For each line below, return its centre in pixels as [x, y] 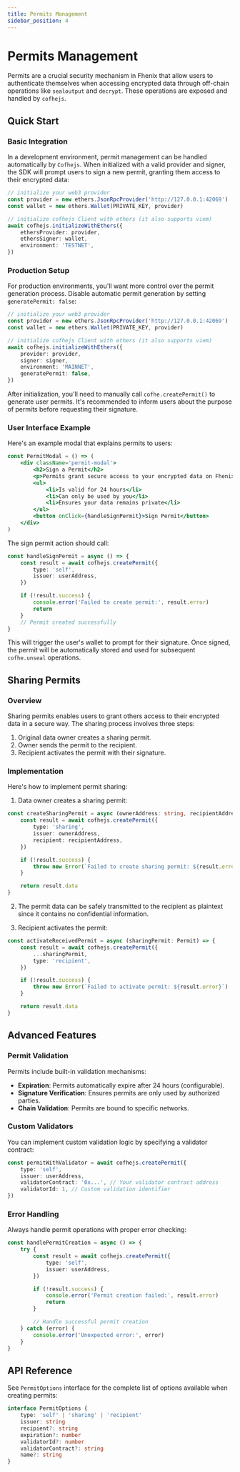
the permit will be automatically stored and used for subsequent [101, 650]
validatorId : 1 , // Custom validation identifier [96, 1189]
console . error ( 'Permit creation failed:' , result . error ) [132, 1296]
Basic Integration [37, 141]
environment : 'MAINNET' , [57, 367]
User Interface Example [49, 427]
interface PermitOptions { [47, 1408]
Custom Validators [40, 1126]
